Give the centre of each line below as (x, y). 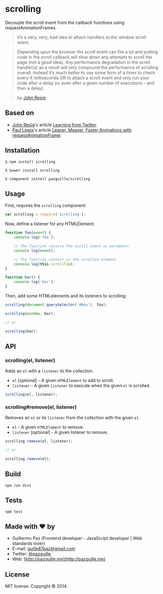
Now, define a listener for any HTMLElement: (50, 224)
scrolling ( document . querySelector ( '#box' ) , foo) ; (56, 305)
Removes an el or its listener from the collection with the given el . (72, 418)
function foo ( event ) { (28, 233)
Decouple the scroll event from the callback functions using (65, 22)
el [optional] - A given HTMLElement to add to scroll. (63, 381)
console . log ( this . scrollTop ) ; (45, 264)
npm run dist (18, 485)
